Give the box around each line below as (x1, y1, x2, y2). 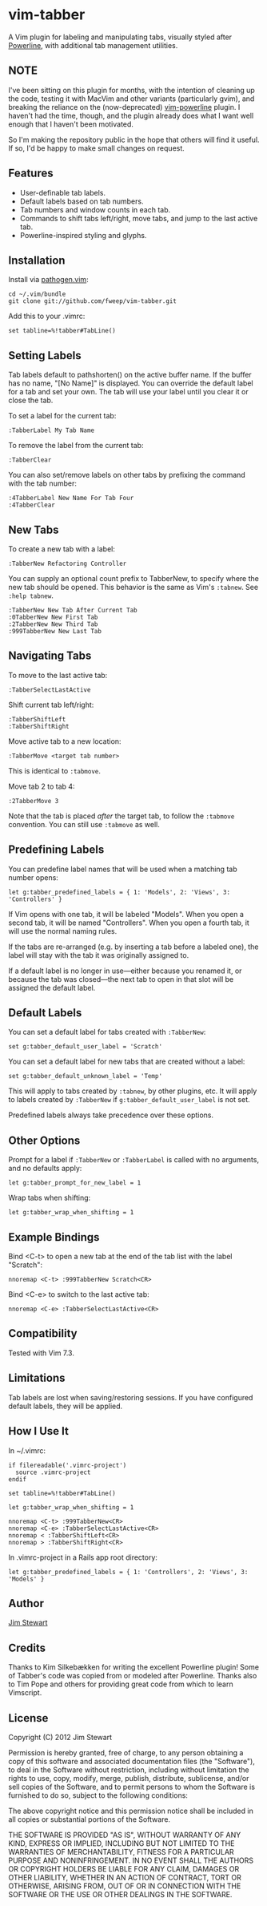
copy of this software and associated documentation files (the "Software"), (8, 1756, 256, 1766)
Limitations (8, 1371, 66, 1385)
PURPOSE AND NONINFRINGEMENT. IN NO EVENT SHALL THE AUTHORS (8, 1856, 254, 1865)
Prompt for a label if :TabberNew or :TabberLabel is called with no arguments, (8, 1155, 260, 1165)
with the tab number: (8, 479, 78, 488)
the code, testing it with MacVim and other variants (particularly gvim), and (8, 94, 255, 103)
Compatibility (8, 1327, 78, 1340)
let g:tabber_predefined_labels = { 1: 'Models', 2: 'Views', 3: (8, 888, 230, 896)
